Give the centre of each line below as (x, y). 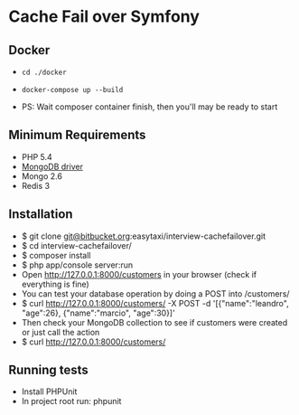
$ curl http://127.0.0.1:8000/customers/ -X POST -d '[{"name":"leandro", (155, 303)
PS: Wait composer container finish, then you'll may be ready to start (149, 107)
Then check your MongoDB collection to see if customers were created (154, 322)
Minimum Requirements (77, 135)
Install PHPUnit (49, 391)
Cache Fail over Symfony (104, 17)
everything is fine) (55, 284)
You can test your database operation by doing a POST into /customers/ (155, 293)
